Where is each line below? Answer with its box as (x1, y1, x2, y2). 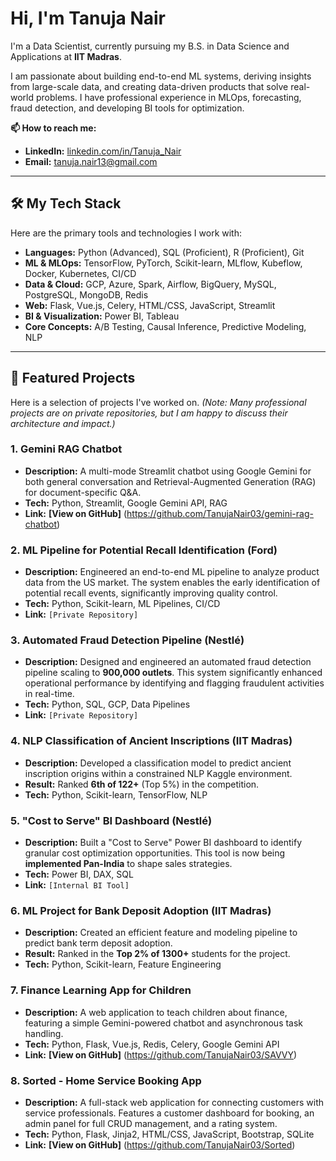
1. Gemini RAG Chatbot (10, 442, 123, 456)
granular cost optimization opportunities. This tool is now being (24, 847, 286, 859)
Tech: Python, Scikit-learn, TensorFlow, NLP (24, 788, 208, 801)
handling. (24, 1027, 64, 1039)
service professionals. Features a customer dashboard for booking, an (24, 1107, 315, 1119)
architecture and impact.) (10, 417, 116, 429)
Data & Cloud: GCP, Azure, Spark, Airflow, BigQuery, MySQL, (24, 278, 277, 290)
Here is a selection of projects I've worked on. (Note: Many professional (10, 396, 307, 408)
